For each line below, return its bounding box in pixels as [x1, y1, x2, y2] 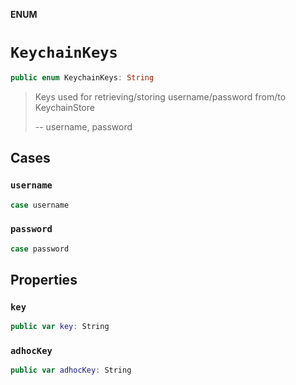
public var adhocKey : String [10, 365, 132, 376]
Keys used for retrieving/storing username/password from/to [34, 90, 287, 103]
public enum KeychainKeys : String [10, 72, 155, 83]
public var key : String [10, 322, 110, 332]
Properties [10, 271, 78, 288]
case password [10, 244, 70, 254]
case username [10, 200, 70, 210]
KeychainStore [34, 101, 95, 113]
